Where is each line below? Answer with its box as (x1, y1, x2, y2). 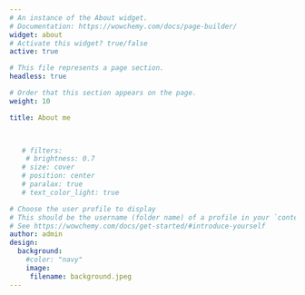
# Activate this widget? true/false (9, 38, 148, 48)
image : (25, 263, 51, 272)
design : (9, 238, 39, 248)
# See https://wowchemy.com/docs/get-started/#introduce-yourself (9, 221, 266, 231)
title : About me (9, 113, 71, 123)
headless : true (9, 72, 67, 82)
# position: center (21, 172, 95, 181)
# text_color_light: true (21, 188, 120, 197)
